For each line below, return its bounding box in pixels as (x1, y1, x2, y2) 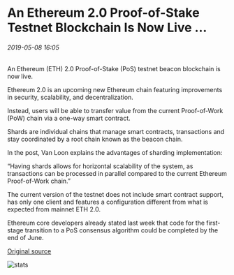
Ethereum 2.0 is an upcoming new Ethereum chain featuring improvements (7, 86, 223, 94)
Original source (7, 247, 52, 255)
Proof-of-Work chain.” (7, 177, 71, 186)
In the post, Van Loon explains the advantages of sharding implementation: (7, 149, 223, 157)
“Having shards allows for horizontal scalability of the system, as (7, 162, 193, 170)
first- (205, 218, 221, 228)
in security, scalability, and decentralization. (7, 93, 134, 102)
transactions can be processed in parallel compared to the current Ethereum (7, 170, 227, 178)
